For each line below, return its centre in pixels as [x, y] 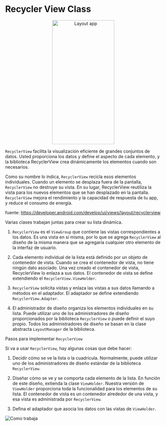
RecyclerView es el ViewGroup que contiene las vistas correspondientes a [86, 232]
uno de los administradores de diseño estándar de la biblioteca [77, 363]
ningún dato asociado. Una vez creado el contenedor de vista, [76, 268]
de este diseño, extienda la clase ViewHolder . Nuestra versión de [78, 383]
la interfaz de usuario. [34, 247]
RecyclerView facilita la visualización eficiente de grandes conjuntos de [78, 151]
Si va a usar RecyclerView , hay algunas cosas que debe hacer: [69, 348]
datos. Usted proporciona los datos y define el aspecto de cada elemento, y [83, 156]
